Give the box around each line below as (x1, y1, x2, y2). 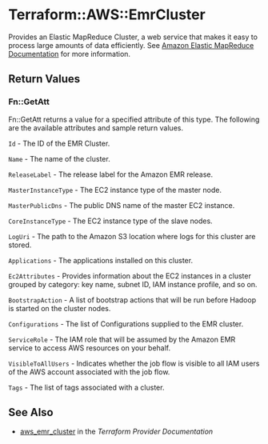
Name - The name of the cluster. (8, 154, 110, 163)
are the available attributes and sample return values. (8, 122, 184, 133)
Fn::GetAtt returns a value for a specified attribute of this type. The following (8, 114, 260, 124)
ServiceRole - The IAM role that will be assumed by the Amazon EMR (8, 334, 236, 344)
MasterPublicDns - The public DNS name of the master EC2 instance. (8, 200, 235, 210)
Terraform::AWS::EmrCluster (8, 6, 206, 24)
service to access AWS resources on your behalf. (8, 342, 171, 353)
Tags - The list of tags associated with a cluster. (8, 382, 165, 392)
